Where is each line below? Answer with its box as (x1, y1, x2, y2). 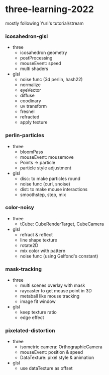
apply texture (20, 119, 48, 126)
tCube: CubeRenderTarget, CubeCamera (20, 221, 104, 227)
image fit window (20, 298, 56, 304)
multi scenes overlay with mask (20, 282, 85, 288)
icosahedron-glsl (5, 33, 48, 40)
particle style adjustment (20, 165, 72, 171)
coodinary (20, 98, 41, 104)
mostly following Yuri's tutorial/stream (5, 20, 84, 26)
